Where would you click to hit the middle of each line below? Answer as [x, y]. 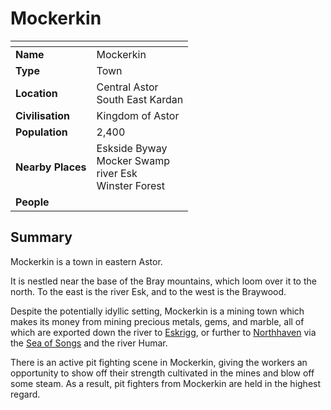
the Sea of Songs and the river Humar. [89, 343]
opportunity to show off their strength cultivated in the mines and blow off [162, 373]
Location [36, 93]
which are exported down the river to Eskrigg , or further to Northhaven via [163, 332]
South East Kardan [140, 99]
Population [41, 132]
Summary [41, 237]
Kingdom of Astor [138, 115]
